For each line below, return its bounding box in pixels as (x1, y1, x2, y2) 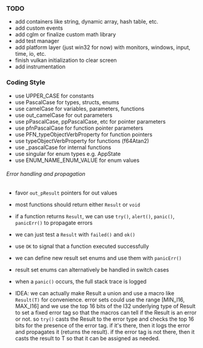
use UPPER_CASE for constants (15, 92, 95, 99)
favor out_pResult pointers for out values (15, 189, 118, 196)
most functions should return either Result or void (15, 201, 141, 208)
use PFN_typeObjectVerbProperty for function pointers (15, 130, 153, 138)
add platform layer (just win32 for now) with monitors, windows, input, (15, 44, 191, 51)
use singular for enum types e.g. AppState (15, 150, 121, 157)
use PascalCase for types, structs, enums (15, 98, 119, 105)
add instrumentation (15, 63, 65, 70)
